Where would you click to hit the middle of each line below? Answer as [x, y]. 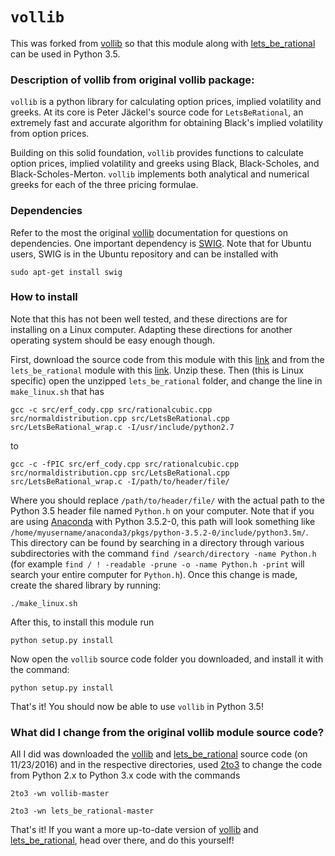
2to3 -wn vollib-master [60, 794]
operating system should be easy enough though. [113, 340]
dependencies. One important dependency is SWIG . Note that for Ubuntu [161, 243]
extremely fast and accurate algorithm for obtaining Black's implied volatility [167, 123]
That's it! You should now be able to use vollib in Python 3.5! [137, 706]
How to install [44, 297]
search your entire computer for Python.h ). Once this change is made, [154, 574]
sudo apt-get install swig [66, 272]
